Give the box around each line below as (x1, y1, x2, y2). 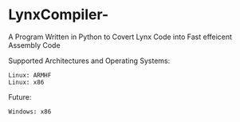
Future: (8, 92, 32, 101)
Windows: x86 (8, 108, 52, 116)
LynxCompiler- (8, 6, 109, 24)
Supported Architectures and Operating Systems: (8, 56, 171, 65)
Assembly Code (8, 40, 61, 49)
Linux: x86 (8, 78, 45, 86)
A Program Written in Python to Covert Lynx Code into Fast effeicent (8, 32, 233, 41)
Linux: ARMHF (8, 71, 52, 79)
